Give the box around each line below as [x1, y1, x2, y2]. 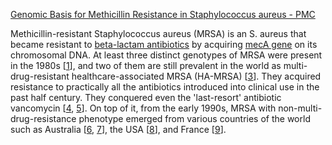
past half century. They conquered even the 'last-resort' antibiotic [10, 92, 282, 103]
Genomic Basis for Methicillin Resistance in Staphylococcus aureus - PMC [10, 9, 316, 20]
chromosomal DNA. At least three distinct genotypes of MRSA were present [10, 49, 323, 61]
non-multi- [278, 102, 323, 114]
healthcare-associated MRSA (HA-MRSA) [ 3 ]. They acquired [71, 70, 322, 82]
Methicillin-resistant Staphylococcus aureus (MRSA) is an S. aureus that [10, 28, 307, 39]
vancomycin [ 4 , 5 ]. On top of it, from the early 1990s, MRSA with [10, 102, 277, 114]
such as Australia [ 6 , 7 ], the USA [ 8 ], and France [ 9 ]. [10, 124, 227, 135]
